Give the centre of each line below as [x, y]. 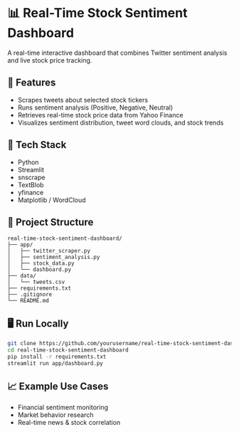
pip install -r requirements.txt [57, 357]
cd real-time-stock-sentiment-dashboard [68, 350]
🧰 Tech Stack [37, 145]
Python [28, 162]
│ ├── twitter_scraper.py [49, 251]
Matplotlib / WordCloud [52, 200]
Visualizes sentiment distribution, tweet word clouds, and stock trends [121, 122]
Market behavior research [55, 415]
